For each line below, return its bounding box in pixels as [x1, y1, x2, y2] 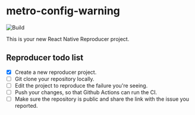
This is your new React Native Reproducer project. [6, 35, 130, 42]
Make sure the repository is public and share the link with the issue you [14, 95, 189, 102]
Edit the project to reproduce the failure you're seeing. [14, 82, 148, 89]
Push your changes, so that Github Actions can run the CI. [14, 88, 158, 96]
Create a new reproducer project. [14, 69, 97, 76]
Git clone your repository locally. [14, 75, 95, 82]
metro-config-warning [6, 4, 121, 18]
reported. [14, 102, 38, 110]
